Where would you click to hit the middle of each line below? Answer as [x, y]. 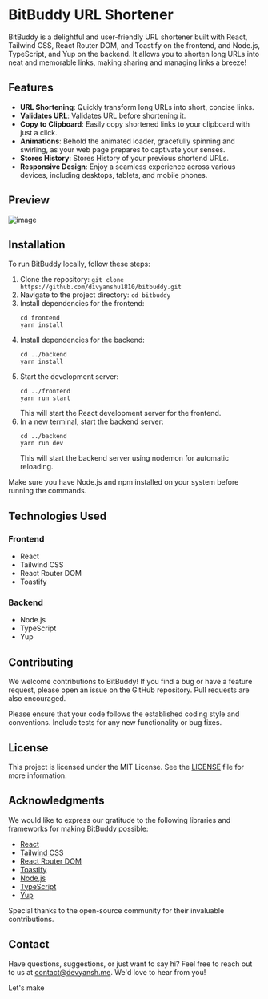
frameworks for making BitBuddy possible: [78, 828]
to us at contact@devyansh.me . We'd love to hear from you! [107, 972]
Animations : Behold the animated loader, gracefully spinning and [127, 141]
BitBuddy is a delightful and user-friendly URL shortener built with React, [128, 37]
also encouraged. [37, 699]
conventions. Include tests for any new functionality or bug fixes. [115, 723]
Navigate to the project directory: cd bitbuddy [95, 295]
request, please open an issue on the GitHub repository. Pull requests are [129, 690]
